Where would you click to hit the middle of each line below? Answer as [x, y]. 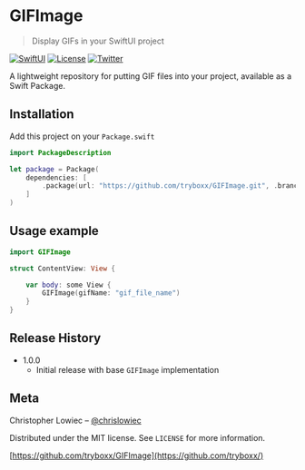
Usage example [54, 231]
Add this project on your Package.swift [82, 136]
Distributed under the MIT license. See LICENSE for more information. [138, 437]
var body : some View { [69, 285]
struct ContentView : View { [63, 269]
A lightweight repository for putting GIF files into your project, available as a [151, 76]
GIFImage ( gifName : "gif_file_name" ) [111, 293]
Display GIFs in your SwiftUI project [98, 41]
